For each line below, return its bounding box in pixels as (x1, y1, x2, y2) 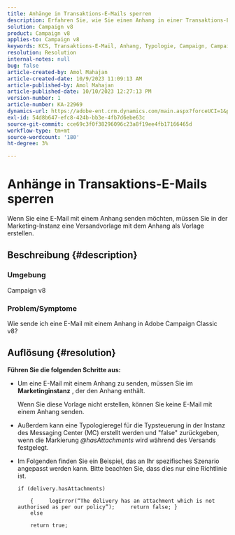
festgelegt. (17, 443, 49, 451)
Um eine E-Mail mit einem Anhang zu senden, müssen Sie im (17, 379, 194, 388)
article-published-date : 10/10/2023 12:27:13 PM (7, 88, 152, 95)
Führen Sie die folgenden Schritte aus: (7, 365, 121, 374)
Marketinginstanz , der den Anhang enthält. (17, 386, 145, 395)
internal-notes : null (7, 56, 71, 63)
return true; (30, 522, 69, 529)
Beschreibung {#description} (7, 249, 138, 261)
